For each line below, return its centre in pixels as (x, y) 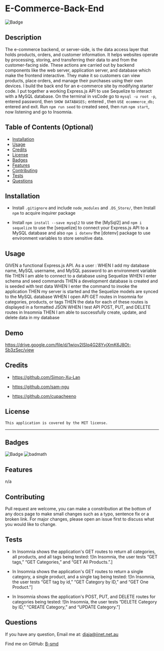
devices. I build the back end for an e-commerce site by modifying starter (79, 86)
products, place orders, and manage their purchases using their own (74, 80)
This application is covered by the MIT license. (57, 423)
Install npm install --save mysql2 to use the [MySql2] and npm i (77, 223)
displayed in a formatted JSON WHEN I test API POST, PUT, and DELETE (78, 307)
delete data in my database (32, 318)
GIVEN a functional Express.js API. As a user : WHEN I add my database (77, 266)
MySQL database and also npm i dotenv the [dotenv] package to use (81, 233)
